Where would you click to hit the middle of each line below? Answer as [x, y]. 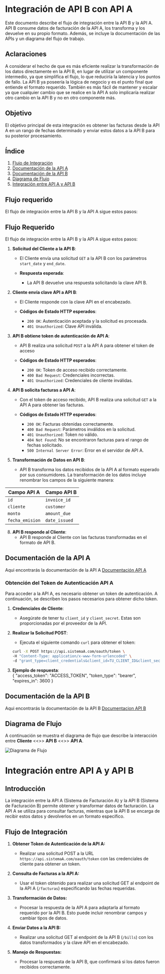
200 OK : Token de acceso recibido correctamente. [77, 370]
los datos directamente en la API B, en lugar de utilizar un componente [77, 71]
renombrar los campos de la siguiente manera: [67, 480]
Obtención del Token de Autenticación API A [59, 583]
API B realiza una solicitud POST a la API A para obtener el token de [87, 345]
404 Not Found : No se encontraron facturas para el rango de [88, 440]
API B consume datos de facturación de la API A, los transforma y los [75, 28]
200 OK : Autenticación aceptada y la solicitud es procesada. [87, 321]
